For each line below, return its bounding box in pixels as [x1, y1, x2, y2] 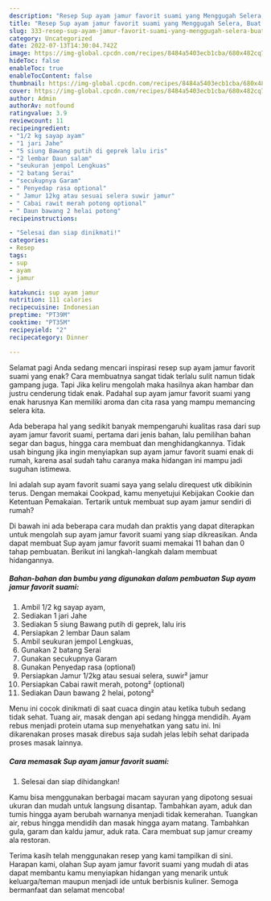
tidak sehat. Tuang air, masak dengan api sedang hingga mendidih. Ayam [9, 712, 252, 722]
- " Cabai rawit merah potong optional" [9, 199, 147, 207]
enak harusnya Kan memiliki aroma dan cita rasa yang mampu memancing [9, 397, 256, 407]
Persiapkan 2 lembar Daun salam [20, 628, 131, 638]
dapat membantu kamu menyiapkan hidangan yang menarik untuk [9, 868, 228, 878]
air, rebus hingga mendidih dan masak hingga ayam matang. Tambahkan [9, 818, 250, 828]
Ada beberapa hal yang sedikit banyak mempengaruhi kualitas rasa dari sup [9, 421, 261, 431]
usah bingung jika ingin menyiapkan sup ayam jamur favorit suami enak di [9, 447, 254, 457]
